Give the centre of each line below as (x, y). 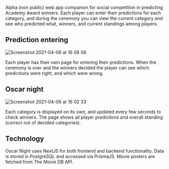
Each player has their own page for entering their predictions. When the (81, 62)
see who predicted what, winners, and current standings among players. (82, 24)
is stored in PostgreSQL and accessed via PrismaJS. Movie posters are (80, 157)
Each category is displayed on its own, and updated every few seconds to (83, 111)
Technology (25, 139)
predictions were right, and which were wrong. (55, 73)
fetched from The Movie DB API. (39, 162)
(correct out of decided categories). (43, 122)
